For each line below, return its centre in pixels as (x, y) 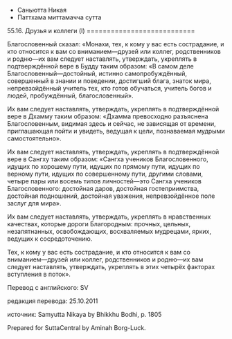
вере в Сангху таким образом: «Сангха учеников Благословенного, (108, 159)
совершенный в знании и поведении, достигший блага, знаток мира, (109, 81)
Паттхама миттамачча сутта (59, 17)
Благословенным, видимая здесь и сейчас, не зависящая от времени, (111, 123)
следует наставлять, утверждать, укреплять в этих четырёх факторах (111, 267)
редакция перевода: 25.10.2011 (53, 301)
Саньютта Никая (42, 10)
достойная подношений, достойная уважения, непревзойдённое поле (111, 196)
